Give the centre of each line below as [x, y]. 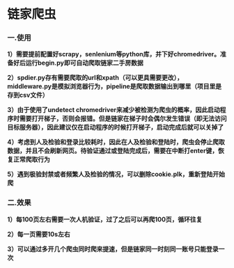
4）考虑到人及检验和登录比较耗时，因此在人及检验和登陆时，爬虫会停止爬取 [116, 142]
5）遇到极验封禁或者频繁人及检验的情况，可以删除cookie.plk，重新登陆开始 [116, 174]
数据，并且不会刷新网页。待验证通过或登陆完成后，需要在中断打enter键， [113, 151]
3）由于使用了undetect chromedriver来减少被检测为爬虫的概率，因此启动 [114, 110]
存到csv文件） [28, 95]
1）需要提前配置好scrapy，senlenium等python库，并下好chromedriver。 [114, 54]
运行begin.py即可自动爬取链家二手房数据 [85, 63]
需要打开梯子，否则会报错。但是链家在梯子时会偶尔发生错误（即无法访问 [123, 118]
